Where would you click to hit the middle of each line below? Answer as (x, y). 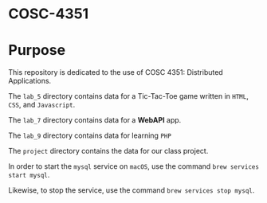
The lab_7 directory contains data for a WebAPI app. (95, 120)
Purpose (37, 51)
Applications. (30, 81)
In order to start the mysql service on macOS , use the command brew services (133, 166)
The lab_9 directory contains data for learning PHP (90, 135)
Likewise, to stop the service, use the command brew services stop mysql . (132, 190)
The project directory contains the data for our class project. (108, 151)
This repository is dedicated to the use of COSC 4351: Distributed (116, 72)
